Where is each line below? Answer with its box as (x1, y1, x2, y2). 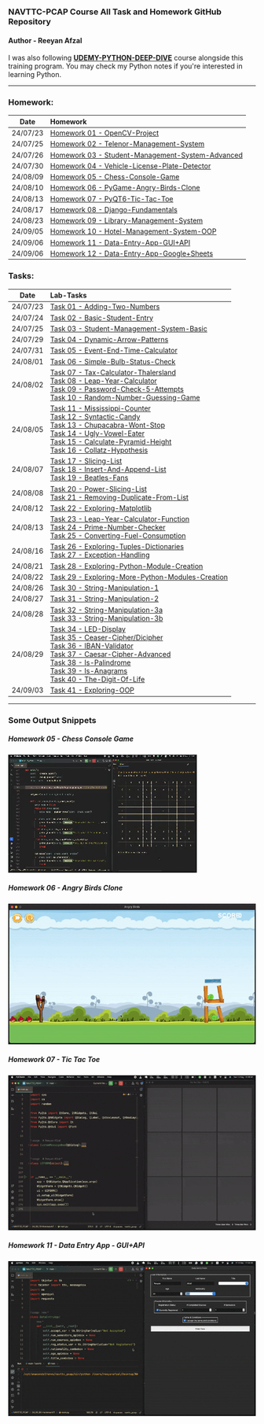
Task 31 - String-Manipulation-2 (49, 594, 159, 603)
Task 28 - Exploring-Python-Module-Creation (49, 561, 203, 570)
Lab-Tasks (49, 290, 87, 301)
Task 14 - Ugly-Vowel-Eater (49, 429, 145, 438)
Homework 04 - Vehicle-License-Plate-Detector (49, 160, 211, 171)
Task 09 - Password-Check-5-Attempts (49, 384, 185, 393)
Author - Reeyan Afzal (8, 35, 82, 45)
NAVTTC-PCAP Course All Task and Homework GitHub (8, 6, 222, 17)
